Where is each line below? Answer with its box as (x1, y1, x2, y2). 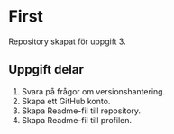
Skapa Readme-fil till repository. (21, 105, 142, 116)
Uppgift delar (8, 62, 85, 77)
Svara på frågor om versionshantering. (21, 85, 166, 96)
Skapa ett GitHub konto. (21, 95, 111, 106)
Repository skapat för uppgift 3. (8, 36, 127, 47)
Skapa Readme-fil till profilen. (21, 114, 133, 125)
